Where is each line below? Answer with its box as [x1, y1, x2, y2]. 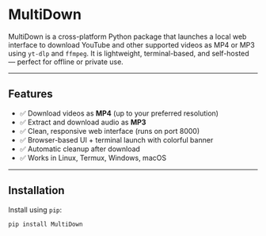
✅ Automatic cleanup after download [19, 144, 141, 154]
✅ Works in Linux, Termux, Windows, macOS [19, 153, 167, 162]
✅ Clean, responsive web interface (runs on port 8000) [19, 126, 200, 135]
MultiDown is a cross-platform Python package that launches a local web [8, 32, 247, 41]
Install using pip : [8, 204, 63, 215]
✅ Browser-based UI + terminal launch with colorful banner [19, 135, 214, 144]
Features [8, 87, 53, 101]
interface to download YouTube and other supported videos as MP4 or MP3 [8, 40, 255, 49]
